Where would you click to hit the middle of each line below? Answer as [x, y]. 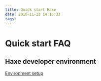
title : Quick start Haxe [31, 10]
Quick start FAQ [38, 43]
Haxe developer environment [50, 61]
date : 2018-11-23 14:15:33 [33, 14]
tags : [11, 19]
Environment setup [24, 73]
